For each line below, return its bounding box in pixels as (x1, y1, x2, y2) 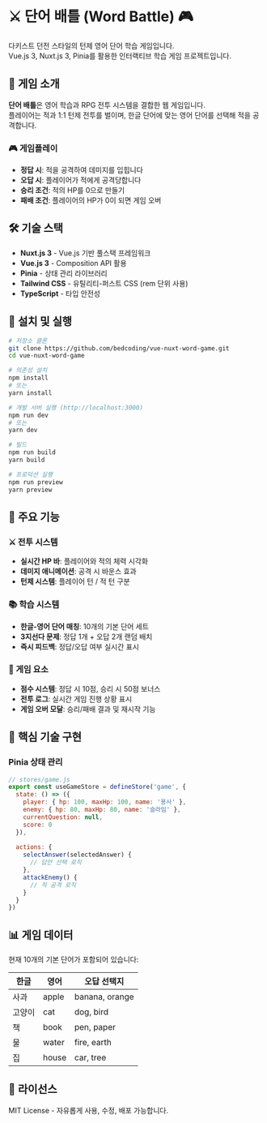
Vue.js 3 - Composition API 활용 (19, 258, 127, 268)
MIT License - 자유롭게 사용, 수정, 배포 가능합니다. (8, 1105, 169, 1115)
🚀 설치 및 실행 (8, 315, 73, 328)
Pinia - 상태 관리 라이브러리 (19, 268, 108, 278)
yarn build (8, 456, 45, 465)
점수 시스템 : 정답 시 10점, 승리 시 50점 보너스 (19, 684, 161, 693)
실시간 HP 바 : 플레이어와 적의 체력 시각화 (19, 556, 148, 566)
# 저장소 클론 (8, 336, 48, 345)
